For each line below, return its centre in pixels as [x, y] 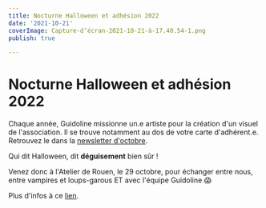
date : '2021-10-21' [41, 23]
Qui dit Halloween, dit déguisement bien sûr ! [83, 156]
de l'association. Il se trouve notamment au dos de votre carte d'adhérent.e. [133, 132]
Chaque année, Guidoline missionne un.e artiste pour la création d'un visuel [133, 124]
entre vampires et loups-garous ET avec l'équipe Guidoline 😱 [110, 180]
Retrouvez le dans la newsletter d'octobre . [78, 141]
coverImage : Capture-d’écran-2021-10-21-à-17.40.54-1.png [107, 30]
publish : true [32, 38]
